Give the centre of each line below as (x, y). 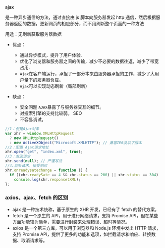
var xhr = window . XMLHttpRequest (40, 133)
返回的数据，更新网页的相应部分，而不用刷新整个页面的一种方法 (79, 24)
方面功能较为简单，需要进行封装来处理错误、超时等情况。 (71, 222)
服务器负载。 (50, 80)
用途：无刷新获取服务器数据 (33, 34)
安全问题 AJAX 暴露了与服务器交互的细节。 (62, 107)
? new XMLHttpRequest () (34, 138)
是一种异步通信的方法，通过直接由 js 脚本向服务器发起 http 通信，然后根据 (81, 17)
